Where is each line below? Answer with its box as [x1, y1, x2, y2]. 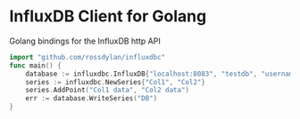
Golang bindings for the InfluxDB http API [9, 36, 161, 46]
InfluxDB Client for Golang [9, 6, 207, 27]
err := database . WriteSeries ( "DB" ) [25, 94, 158, 103]
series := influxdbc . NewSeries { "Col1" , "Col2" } [25, 77, 205, 86]
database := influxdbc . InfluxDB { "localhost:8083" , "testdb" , [25, 69, 257, 78]
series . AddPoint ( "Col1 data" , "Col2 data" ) [25, 86, 190, 95]
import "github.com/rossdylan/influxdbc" [9, 52, 166, 61]
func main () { [9, 60, 62, 70]
